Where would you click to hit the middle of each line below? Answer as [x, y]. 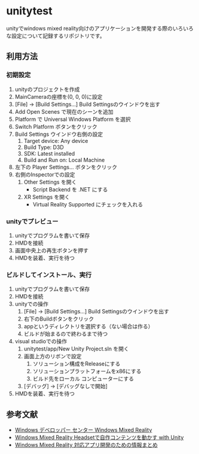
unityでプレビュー [32, 221]
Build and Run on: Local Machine [64, 160]
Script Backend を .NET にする [70, 189]
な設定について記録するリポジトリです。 [56, 36]
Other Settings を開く [50, 182]
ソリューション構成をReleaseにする [76, 364]
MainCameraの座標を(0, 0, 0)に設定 [59, 96]
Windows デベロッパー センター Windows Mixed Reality [83, 430]
